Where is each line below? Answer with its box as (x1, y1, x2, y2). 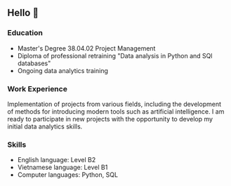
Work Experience (7, 84, 68, 93)
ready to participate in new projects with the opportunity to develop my (7, 114, 213, 123)
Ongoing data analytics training (17, 66, 109, 74)
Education (7, 28, 44, 38)
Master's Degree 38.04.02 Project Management (17, 44, 156, 53)
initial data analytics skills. (7, 122, 83, 131)
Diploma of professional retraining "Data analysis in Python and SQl (17, 51, 213, 60)
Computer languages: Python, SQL (17, 171, 118, 179)
